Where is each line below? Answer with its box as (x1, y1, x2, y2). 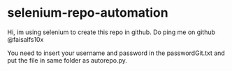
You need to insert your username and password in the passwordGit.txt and (7, 49, 225, 57)
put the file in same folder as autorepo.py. (7, 56, 128, 64)
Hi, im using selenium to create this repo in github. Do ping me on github (7, 28, 215, 36)
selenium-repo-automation (7, 5, 169, 21)
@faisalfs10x (7, 35, 44, 43)
